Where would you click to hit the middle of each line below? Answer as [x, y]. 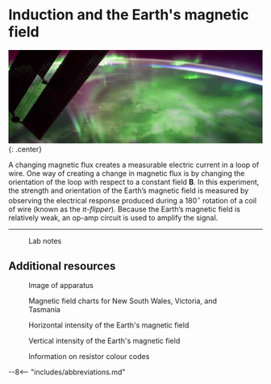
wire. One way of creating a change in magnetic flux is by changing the [127, 173]
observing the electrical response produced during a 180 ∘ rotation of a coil [132, 200]
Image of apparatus [61, 286]
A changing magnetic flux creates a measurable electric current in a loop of [134, 165]
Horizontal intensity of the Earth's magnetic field [109, 325]
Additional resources [62, 267]
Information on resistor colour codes [89, 357]
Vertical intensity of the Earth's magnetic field [104, 341]
